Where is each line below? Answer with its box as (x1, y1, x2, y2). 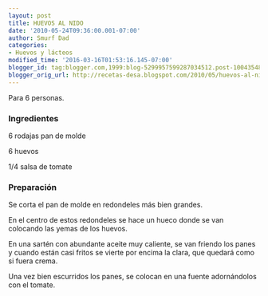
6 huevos (8, 146, 39, 156)
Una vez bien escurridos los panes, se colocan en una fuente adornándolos (8, 272, 257, 282)
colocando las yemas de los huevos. (8, 224, 128, 234)
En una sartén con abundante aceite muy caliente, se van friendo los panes (8, 239, 256, 249)
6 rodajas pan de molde (8, 131, 86, 140)
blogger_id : (8, 64, 48, 72)
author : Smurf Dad (8, 34, 69, 42)
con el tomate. (8, 280, 56, 290)
